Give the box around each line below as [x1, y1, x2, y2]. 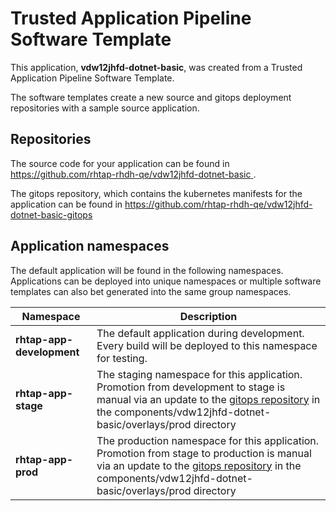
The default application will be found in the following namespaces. [10, 264, 284, 276]
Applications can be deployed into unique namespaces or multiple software [10, 275, 322, 287]
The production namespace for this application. [96, 433, 320, 447]
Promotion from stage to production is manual [96, 446, 312, 460]
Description [179, 309, 238, 323]
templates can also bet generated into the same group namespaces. [10, 285, 292, 297]
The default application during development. [96, 326, 305, 340]
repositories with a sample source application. [10, 102, 200, 114]
